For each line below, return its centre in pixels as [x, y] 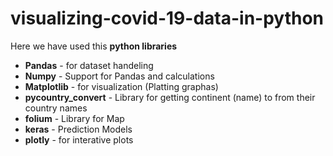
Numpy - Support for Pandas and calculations [119, 76]
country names [56, 108]
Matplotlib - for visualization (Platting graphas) [121, 86]
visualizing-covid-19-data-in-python [167, 18]
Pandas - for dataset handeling [89, 65]
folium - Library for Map [74, 118]
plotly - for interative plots [79, 139]
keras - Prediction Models [78, 129]
